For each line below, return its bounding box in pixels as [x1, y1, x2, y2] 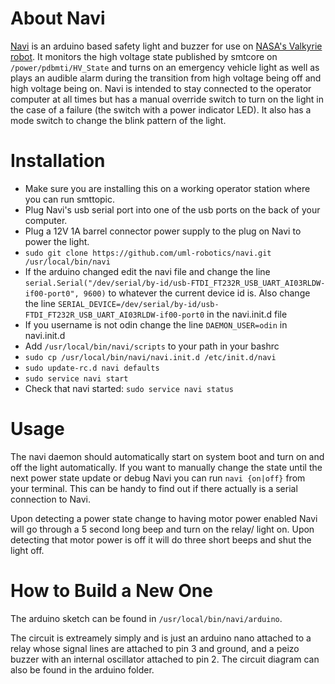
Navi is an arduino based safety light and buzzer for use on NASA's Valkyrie [10, 40, 323, 52]
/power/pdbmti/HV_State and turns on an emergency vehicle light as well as [10, 61, 320, 73]
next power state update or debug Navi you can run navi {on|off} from [10, 472, 306, 484]
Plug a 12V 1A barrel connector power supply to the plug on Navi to [24, 225, 302, 237]
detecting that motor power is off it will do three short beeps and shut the [10, 533, 312, 546]
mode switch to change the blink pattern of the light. [10, 114, 227, 126]
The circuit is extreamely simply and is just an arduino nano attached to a [10, 632, 312, 644]
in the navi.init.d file [206, 308, 288, 320]
